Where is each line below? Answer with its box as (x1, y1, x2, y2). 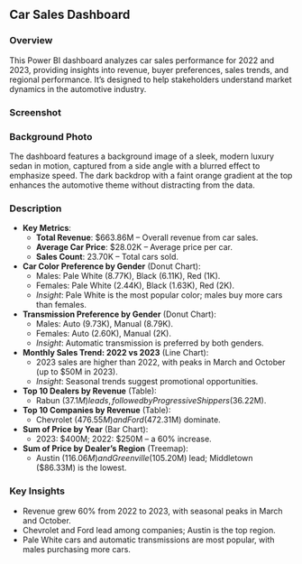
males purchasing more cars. (22, 543, 131, 554)
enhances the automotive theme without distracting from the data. (9, 180, 255, 190)
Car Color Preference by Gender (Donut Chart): (22, 261, 201, 272)
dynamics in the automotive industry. (9, 83, 147, 94)
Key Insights (9, 485, 66, 497)
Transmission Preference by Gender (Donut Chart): (22, 309, 216, 319)
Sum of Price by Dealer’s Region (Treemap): (22, 443, 189, 454)
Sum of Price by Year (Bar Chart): (22, 424, 149, 435)
